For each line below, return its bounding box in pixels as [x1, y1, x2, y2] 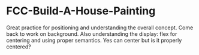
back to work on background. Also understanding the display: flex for [6, 30, 177, 37]
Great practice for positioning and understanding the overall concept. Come [6, 24, 194, 31]
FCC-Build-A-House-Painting [6, 4, 156, 18]
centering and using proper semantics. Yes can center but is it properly [6, 36, 182, 44]
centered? [6, 43, 31, 50]
